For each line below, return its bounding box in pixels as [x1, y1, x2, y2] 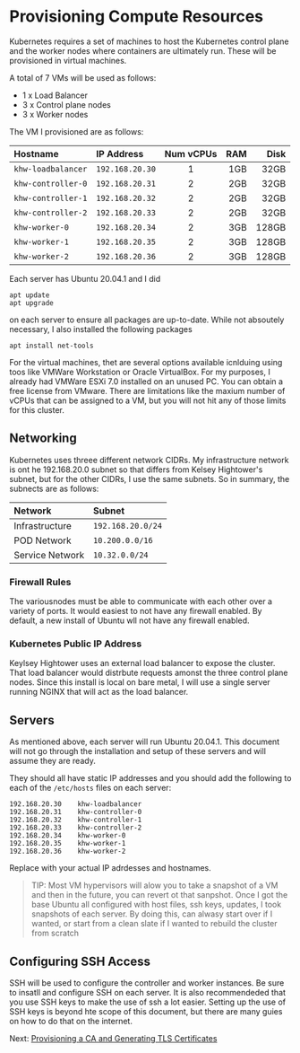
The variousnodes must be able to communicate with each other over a [9, 596, 273, 607]
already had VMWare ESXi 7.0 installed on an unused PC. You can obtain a [9, 375, 284, 387]
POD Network [13, 534, 72, 547]
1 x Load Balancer [21, 90, 88, 101]
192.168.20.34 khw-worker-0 [9, 831, 126, 840]
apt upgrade [9, 298, 54, 307]
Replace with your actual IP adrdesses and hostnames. [9, 863, 212, 873]
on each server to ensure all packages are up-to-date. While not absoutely [9, 314, 285, 325]
